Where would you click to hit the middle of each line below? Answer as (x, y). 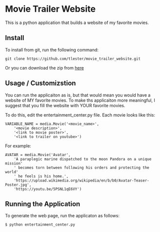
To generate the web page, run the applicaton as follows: (62, 216)
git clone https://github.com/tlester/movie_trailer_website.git (73, 59)
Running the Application (43, 204)
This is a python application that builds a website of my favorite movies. (77, 23)
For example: (18, 146)
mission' (14, 163)
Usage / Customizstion (40, 83)
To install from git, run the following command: (52, 49)
